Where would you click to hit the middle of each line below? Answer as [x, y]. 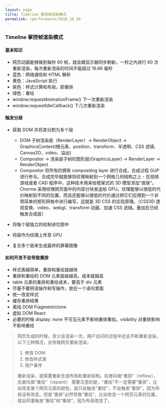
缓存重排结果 [25, 300]
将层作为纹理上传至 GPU [37, 235]
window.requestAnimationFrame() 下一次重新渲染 [62, 99]
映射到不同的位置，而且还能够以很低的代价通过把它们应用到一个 [89, 195]
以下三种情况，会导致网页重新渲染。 [54, 342]
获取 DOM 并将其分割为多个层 [43, 130]
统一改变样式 [25, 294]
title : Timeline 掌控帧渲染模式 [36, 14]
